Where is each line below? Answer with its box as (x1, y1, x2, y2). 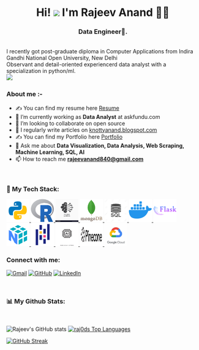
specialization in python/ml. (6, 67, 76, 75)
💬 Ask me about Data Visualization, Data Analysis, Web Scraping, (15, 142, 185, 149)
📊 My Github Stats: (6, 297, 66, 306)
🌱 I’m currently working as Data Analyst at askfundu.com (15, 113, 160, 120)
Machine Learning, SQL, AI (15, 148, 84, 156)
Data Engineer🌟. (78, 28, 128, 36)
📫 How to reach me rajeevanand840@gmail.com (15, 155, 144, 162)
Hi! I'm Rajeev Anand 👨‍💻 (36, 6, 170, 20)
